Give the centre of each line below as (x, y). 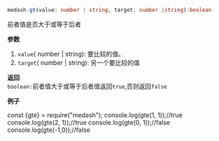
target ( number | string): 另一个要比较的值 (79, 62)
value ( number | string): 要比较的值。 (71, 54)
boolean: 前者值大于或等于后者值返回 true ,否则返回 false (87, 86)
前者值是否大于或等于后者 (44, 24)
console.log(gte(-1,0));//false (49, 130)
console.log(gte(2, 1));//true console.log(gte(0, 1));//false (89, 122)
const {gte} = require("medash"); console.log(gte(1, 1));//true (95, 114)
